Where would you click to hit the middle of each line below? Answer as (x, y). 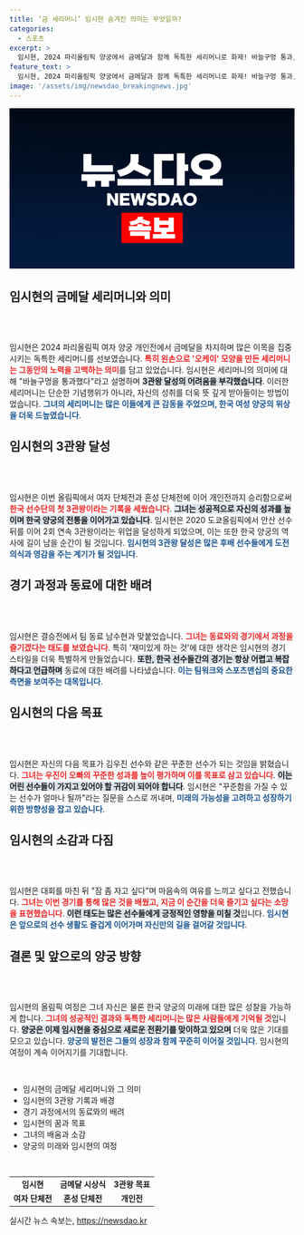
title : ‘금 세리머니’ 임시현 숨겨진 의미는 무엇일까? (96, 19)
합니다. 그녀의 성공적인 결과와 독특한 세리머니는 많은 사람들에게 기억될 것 (145, 1018)
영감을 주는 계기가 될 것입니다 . (85, 554)
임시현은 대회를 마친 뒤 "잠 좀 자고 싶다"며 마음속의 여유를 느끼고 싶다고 (135, 891)
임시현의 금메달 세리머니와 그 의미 (82, 1089)
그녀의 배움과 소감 (54, 1134)
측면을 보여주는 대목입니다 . (57, 681)
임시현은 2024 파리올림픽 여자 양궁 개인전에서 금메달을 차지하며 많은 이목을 (142, 347)
